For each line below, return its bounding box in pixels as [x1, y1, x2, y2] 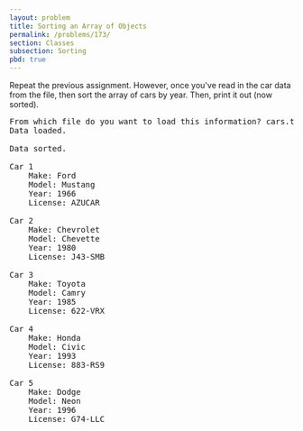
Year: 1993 [28, 351, 77, 361]
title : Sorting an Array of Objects [9, 22, 147, 31]
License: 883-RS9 [28, 360, 106, 370]
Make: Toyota [28, 279, 86, 289]
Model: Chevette [28, 234, 101, 243]
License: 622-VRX [28, 306, 106, 316]
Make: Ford [28, 170, 77, 180]
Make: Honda [28, 333, 81, 343]
